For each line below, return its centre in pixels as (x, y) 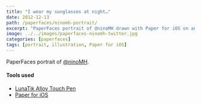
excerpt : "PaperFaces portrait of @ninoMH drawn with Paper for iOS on (97, 28)
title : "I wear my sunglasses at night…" (59, 12)
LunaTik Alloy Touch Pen (45, 89)
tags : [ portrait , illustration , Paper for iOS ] (67, 45)
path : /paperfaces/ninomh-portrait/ (52, 23)
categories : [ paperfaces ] (38, 39)
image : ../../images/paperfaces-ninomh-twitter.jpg (72, 34)
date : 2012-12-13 (28, 17)
